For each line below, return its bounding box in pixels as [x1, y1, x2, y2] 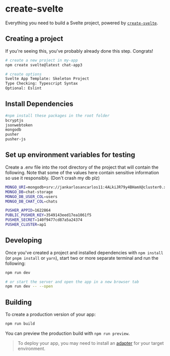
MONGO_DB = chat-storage [5, 189, 53, 194]
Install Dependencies [5, 100, 73, 108]
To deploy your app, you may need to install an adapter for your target [17, 340, 164, 346]
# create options [5, 71, 42, 76]
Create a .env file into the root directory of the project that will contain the [5, 164, 159, 170]
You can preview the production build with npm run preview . [5, 330, 130, 336]
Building [5, 298, 32, 306]
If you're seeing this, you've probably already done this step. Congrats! [5, 48, 153, 54]
